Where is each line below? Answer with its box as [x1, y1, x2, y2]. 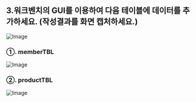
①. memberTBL [6, 47, 54, 56]
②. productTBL [6, 76, 53, 84]
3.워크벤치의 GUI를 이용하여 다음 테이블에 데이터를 [6, 5, 181, 16]
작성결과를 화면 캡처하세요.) [42, 17, 138, 27]
